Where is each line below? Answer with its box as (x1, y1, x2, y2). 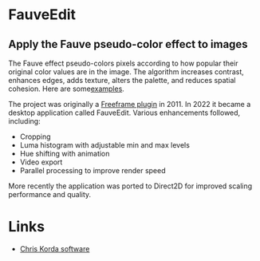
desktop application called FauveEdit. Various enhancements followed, (8, 108, 241, 117)
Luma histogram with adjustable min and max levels (19, 140, 190, 149)
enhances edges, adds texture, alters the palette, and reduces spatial (8, 76, 237, 85)
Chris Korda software (19, 243, 90, 253)
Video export (19, 157, 63, 167)
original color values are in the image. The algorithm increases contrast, (8, 67, 245, 77)
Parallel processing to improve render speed (19, 166, 166, 175)
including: (8, 117, 41, 125)
